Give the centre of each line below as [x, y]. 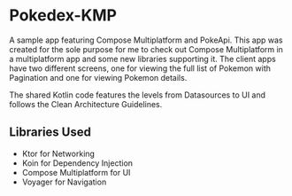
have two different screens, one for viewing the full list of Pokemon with [140, 68]
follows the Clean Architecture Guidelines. [86, 104]
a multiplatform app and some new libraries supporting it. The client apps [142, 59]
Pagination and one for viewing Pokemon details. [98, 77]
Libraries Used [50, 133]
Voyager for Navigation [64, 182]
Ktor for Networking [58, 153]
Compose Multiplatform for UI [76, 172]
